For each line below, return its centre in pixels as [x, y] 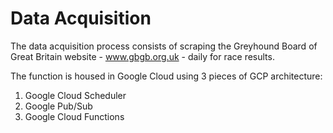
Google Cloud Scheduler [75, 95]
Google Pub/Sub [58, 106]
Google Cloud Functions [74, 116]
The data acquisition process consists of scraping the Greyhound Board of [164, 46]
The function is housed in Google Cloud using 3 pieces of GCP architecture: [166, 76]
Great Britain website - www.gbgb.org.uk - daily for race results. [142, 56]
